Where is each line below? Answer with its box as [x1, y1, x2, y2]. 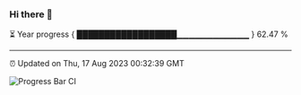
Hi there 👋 [9, 8, 54, 21]
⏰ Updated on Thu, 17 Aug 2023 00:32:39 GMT [9, 58, 185, 69]
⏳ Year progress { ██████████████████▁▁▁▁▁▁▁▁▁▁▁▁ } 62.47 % [9, 29, 288, 39]
